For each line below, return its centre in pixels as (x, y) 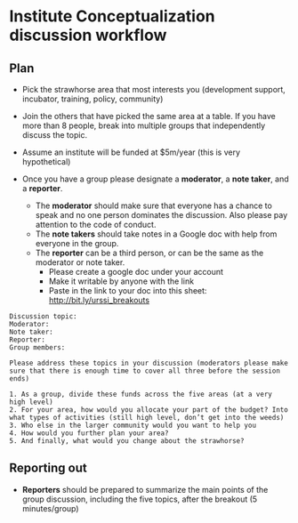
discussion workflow (88, 35)
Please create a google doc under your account (136, 272)
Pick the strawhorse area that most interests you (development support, (154, 89)
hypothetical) (46, 161)
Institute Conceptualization (112, 16)
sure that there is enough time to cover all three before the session (145, 371)
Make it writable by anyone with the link (121, 281)
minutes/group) (50, 508)
